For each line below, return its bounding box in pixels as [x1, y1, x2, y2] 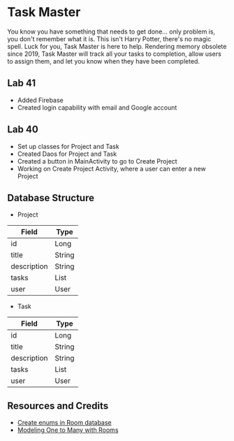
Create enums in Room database [17, 419, 112, 427]
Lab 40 [7, 124, 38, 136]
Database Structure [7, 191, 94, 203]
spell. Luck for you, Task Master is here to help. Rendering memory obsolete [7, 42, 227, 50]
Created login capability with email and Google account [17, 103, 177, 112]
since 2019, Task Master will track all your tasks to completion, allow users [7, 50, 221, 58]
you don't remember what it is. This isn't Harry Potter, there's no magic [7, 34, 212, 43]
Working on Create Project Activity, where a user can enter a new [17, 164, 206, 173]
